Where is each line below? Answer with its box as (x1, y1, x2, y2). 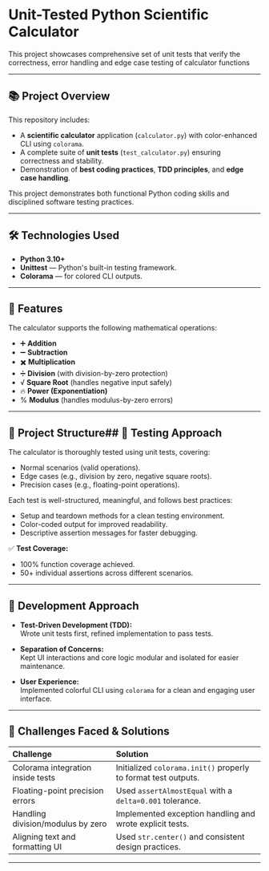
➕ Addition (19, 338, 58, 348)
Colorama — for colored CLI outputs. (19, 271, 143, 281)
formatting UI (12, 841, 62, 852)
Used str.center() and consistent (115, 831, 245, 842)
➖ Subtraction (19, 347, 68, 358)
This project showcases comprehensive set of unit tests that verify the (8, 49, 241, 59)
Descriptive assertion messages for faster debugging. (19, 528, 198, 538)
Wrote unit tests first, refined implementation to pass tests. (19, 629, 214, 638)
